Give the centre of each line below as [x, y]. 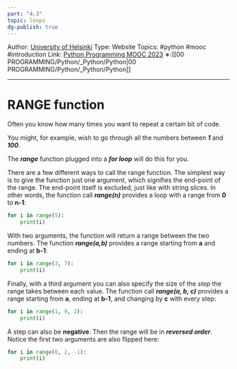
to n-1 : [17, 202]
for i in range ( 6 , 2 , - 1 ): [47, 352]
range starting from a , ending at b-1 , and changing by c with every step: [112, 298]
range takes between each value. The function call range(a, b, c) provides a [118, 291]
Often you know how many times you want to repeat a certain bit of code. [114, 124]
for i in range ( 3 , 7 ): [41, 264]
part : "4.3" [25, 14]
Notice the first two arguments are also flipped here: [83, 339]
